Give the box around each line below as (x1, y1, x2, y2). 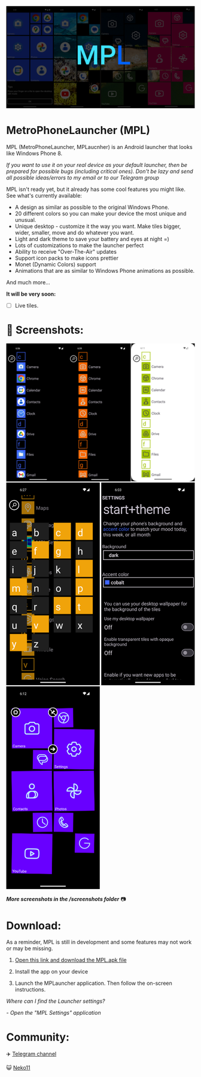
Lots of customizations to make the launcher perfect (14, 242, 144, 249)
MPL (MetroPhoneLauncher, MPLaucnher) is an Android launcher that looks (6, 143, 193, 150)
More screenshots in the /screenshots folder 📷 (6, 896, 127, 903)
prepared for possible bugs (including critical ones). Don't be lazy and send (6, 168, 193, 175)
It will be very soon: (6, 290, 56, 297)
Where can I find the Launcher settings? (6, 997, 106, 1005)
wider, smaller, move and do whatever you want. (14, 229, 135, 236)
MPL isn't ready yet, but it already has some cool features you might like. (6, 185, 185, 193)
